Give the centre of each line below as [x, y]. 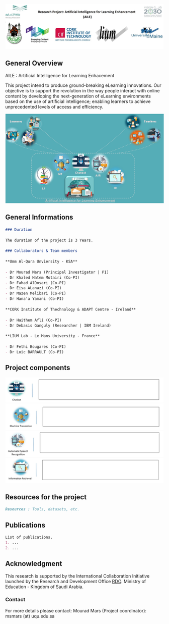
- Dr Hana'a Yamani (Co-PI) [35, 299]
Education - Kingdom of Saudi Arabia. [45, 587]
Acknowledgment [34, 564]
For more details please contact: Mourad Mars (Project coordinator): [76, 610]
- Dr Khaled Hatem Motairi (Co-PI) [43, 277]
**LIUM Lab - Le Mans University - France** [53, 336]
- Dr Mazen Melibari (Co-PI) [36, 294]
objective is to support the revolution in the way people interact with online [82, 90]
